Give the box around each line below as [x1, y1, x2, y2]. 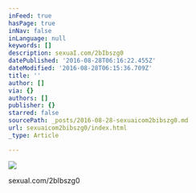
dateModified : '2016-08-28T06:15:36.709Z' [8, 64, 153, 72]
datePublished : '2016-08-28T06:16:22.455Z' [8, 57, 157, 65]
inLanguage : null [8, 34, 67, 43]
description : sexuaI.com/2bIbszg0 [8, 49, 125, 57]
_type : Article [8, 131, 59, 139]
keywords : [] [8, 42, 52, 50]
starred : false [8, 109, 59, 117]
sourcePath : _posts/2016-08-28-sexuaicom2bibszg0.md [8, 117, 189, 125]
